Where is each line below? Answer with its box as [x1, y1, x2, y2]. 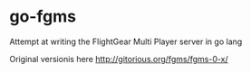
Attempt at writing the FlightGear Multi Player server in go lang [9, 36, 243, 47]
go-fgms [9, 6, 77, 27]
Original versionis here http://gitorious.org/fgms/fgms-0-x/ [9, 53, 228, 64]
